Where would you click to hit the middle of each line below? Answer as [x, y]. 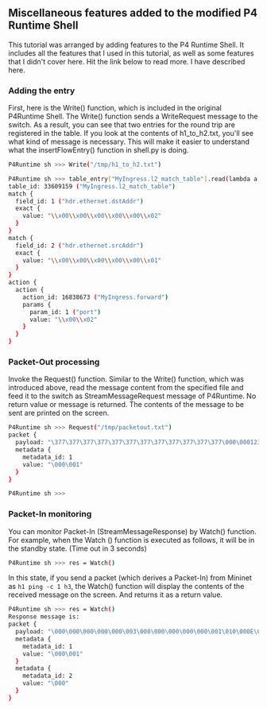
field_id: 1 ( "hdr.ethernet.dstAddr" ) [80, 201]
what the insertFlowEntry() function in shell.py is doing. [99, 150]
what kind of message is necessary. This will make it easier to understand [129, 141]
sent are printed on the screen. [59, 413]
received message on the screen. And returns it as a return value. [116, 595]
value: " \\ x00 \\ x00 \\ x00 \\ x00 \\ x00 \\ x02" [92, 216]
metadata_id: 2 [48, 676]
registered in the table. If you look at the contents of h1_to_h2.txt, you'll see [131, 134]
